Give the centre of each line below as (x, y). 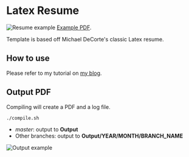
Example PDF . (74, 27)
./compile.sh (23, 118)
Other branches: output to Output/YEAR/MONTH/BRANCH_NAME (99, 136)
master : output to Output (46, 129)
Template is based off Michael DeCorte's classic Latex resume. (85, 39)
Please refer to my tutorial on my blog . (54, 73)
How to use (28, 58)
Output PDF (29, 92)
